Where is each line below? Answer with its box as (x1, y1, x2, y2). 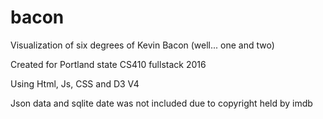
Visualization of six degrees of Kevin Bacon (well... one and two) (10, 39, 275, 51)
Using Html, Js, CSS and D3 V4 (10, 77, 140, 90)
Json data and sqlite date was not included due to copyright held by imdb (10, 97, 313, 109)
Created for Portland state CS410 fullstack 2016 (10, 58, 207, 70)
